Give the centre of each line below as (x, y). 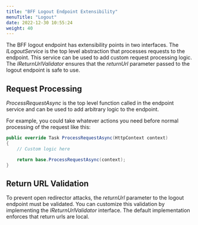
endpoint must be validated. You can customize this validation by (85, 204)
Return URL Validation (47, 183)
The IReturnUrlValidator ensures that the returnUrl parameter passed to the (98, 64)
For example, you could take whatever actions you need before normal (92, 121)
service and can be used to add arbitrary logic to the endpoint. (82, 110)
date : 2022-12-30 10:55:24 (39, 22)
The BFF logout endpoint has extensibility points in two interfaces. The (92, 45)
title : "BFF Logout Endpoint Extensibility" (62, 12)
